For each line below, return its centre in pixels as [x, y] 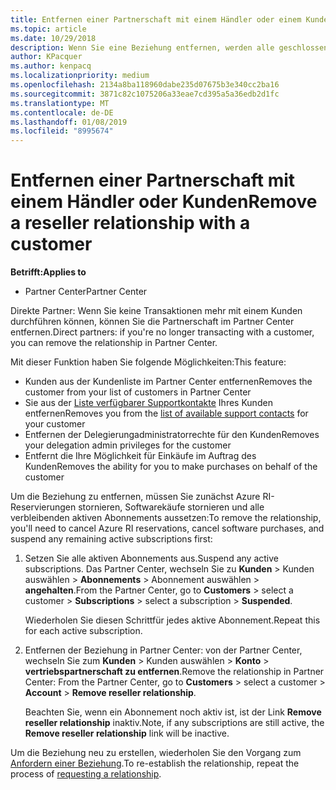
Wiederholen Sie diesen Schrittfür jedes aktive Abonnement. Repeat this [172, 620]
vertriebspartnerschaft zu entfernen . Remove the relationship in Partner [174, 672]
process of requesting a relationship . [86, 774]
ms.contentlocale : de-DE [62, 112]
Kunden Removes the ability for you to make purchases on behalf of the [171, 467]
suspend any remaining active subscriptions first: [111, 539]
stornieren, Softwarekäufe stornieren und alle [171, 507]
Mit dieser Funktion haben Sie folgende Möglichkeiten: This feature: [148, 362]
